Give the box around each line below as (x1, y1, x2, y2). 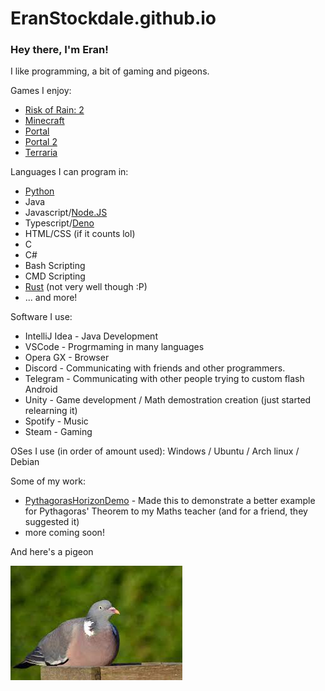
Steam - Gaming (24, 426, 93, 438)
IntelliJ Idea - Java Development (24, 330, 158, 342)
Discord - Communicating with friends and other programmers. (24, 362, 286, 374)
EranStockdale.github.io (10, 7, 217, 30)
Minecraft (24, 115, 65, 127)
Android (24, 383, 58, 396)
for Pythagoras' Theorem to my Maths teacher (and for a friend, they (24, 505, 308, 517)
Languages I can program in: (10, 166, 129, 178)
